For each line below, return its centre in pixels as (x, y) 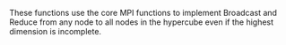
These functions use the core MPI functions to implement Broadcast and (143, 13)
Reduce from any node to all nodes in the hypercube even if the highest (142, 22)
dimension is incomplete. (55, 31)
